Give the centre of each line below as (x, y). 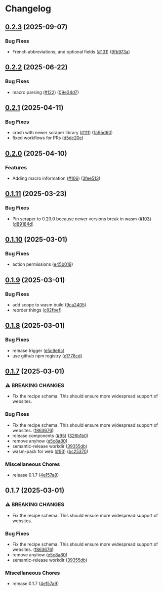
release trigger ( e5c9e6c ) (38, 350)
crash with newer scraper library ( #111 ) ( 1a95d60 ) (62, 133)
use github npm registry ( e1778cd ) (47, 356)
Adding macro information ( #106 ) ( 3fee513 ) (56, 178)
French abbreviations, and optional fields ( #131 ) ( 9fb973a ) (71, 51)
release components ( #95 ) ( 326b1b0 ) (50, 436)
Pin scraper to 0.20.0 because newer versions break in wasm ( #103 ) (82, 219)
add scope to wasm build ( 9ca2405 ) (49, 305)
